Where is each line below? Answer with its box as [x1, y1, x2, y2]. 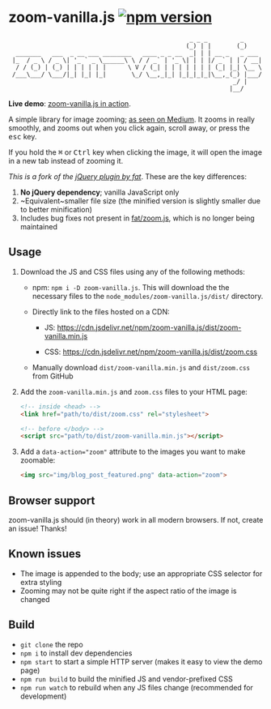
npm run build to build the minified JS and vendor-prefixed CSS [19, 673, 233, 684]
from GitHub [32, 371, 74, 381]
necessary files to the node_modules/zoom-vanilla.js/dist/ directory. [32, 291, 264, 301]
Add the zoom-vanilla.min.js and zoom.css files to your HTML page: [19, 387, 248, 396]
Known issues [8, 547, 82, 561]
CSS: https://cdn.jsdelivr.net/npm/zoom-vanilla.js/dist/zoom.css [44, 347, 257, 357]
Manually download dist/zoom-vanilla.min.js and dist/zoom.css [32, 362, 251, 372]
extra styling [19, 577, 62, 587]
